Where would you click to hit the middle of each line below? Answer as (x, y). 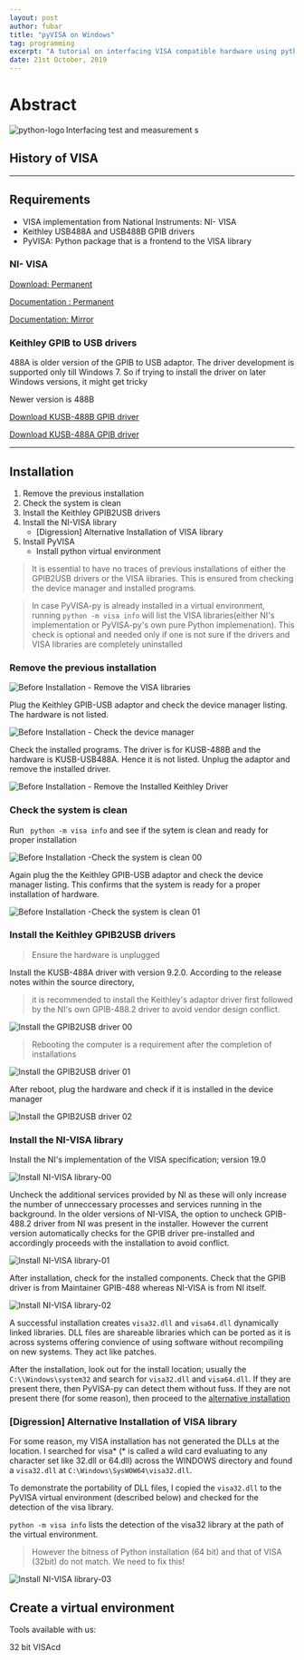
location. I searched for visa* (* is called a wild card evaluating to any (139, 1451)
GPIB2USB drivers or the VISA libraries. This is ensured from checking (162, 578)
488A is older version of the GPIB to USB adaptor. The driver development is (152, 363)
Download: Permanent (51, 284)
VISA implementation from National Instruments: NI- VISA (129, 221)
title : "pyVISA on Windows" (62, 34)
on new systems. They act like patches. (83, 1352)
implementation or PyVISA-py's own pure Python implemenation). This (163, 625)
